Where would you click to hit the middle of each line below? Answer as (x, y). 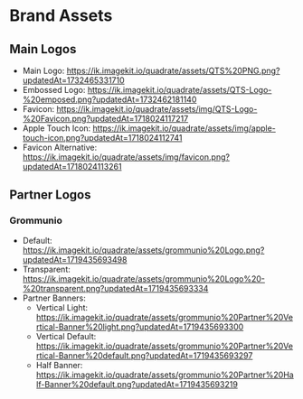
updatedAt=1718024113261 (72, 167)
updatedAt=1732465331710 (73, 80)
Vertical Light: (62, 307)
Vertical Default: (66, 336)
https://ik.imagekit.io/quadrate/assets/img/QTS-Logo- (157, 109)
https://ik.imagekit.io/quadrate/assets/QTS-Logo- (180, 90)
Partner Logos (50, 195)
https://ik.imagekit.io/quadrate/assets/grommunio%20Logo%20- (143, 278)
